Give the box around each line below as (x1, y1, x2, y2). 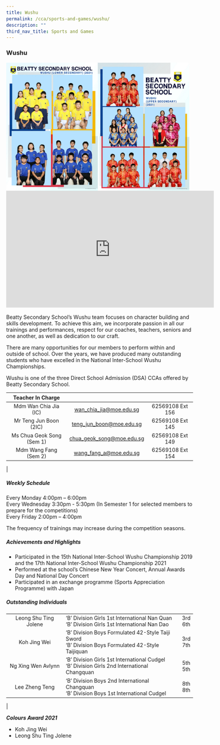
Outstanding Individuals (6, 598, 67, 605)
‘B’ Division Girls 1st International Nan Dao (65, 620, 169, 627)
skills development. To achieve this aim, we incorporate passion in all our (6, 320, 184, 327)
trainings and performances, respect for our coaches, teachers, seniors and (6, 326, 192, 334)
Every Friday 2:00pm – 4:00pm (6, 513, 82, 521)
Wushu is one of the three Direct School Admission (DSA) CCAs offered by (6, 375, 189, 382)
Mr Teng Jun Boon (14, 417, 59, 424)
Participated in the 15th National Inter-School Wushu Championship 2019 (14, 553, 193, 560)
